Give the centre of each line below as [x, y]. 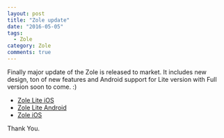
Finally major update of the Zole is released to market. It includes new [107, 72]
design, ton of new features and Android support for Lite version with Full [112, 79]
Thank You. [24, 128]
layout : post [26, 14]
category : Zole [29, 46]
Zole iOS [30, 114]
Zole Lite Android [42, 107]
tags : [15, 33]
